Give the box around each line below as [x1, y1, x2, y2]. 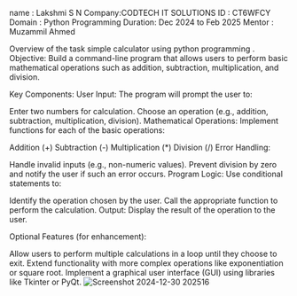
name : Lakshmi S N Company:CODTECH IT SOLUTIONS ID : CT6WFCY [9, 8, 271, 18]
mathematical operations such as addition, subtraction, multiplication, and [9, 62, 279, 73]
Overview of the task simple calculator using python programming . [9, 43, 255, 54]
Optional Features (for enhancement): [9, 231, 147, 242]
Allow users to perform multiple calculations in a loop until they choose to [9, 248, 277, 259]
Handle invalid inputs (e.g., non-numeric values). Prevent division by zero [9, 160, 277, 169]
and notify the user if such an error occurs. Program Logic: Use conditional [9, 168, 284, 179]
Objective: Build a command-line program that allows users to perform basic [9, 53, 288, 63]
